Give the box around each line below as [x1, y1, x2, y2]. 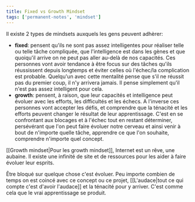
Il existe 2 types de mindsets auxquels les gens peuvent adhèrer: [6, 30, 163, 37]
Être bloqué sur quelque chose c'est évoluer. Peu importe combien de [6, 170, 175, 177]
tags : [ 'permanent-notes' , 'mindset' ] [6, 14, 101, 20]
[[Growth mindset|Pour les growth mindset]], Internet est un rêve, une [6, 146, 175, 153]
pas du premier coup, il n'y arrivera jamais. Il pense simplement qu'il [14, 79, 180, 86]
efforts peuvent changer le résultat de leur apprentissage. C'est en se [14, 110, 183, 117]
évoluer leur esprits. [6, 159, 55, 166]
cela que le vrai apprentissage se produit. [6, 189, 107, 196]
